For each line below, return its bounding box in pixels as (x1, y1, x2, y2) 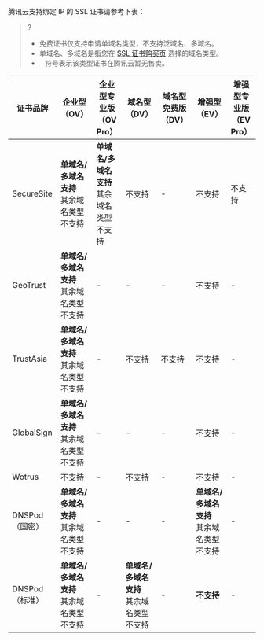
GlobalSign (12, 427, 53, 438)
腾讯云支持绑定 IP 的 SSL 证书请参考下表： (8, 7, 145, 16)
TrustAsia (12, 353, 47, 364)
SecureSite (12, 188, 53, 199)
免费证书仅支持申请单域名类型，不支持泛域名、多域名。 (38, 39, 218, 48)
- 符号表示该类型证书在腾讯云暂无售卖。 (38, 58, 169, 68)
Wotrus (12, 471, 39, 482)
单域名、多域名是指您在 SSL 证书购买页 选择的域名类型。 (38, 49, 224, 57)
